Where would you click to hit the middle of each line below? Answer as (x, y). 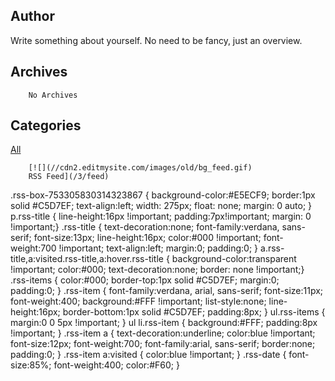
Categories (46, 125)
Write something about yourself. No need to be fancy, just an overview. (156, 40)
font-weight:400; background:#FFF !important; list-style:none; (138, 301)
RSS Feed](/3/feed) (69, 177)
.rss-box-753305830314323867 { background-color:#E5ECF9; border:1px (163, 195)
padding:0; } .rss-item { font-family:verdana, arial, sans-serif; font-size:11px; (167, 291)
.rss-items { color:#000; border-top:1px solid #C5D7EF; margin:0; (145, 280)
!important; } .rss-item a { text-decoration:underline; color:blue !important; (163, 333)
